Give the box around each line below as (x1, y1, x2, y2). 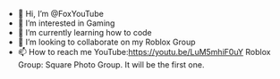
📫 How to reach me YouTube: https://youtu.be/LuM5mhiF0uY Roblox (17, 47, 271, 57)
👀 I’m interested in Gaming (17, 18, 115, 28)
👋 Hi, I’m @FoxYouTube (17, 9, 105, 19)
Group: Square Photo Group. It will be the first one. (17, 59, 205, 70)
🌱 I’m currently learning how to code (17, 28, 152, 37)
